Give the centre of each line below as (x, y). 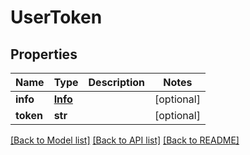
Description (116, 82)
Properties (44, 54)
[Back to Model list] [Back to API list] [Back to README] (125, 140)
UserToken (56, 17)
